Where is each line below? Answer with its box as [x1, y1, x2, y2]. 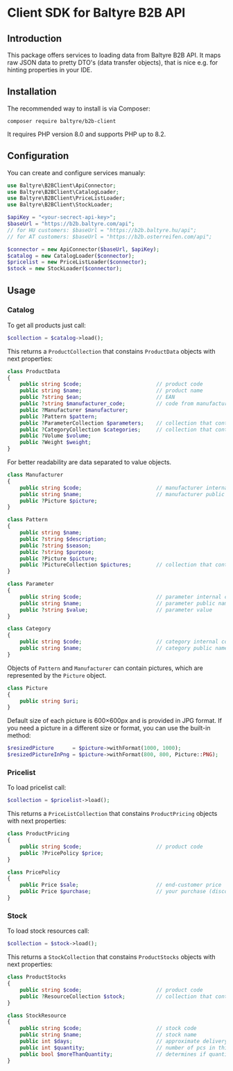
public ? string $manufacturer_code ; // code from [19, 400, 194, 407]
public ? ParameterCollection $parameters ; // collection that [19, 419, 213, 427]
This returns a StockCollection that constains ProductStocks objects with [7, 953, 216, 961]
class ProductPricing [7, 831, 70, 837]
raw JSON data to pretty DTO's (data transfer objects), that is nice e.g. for [7, 58, 218, 67]
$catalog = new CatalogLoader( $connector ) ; [7, 252, 135, 259]
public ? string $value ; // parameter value [19, 606, 213, 613]
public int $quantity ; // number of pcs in [19, 1044, 216, 1051]
